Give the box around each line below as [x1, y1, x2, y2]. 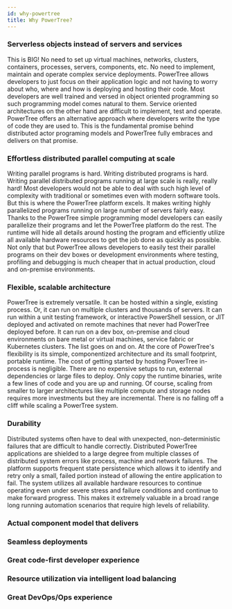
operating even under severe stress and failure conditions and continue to [7, 486, 218, 495]
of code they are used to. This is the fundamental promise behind [7, 121, 194, 130]
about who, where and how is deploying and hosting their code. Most [7, 85, 206, 93]
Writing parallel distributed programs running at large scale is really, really [7, 177, 218, 185]
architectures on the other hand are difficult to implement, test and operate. [7, 107, 223, 115]
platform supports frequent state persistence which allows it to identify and [7, 464, 222, 472]
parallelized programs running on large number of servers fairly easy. [7, 206, 206, 215]
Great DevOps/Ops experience [7, 592, 113, 602]
